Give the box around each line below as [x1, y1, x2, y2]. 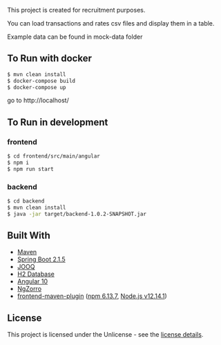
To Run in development [7, 116, 108, 128]
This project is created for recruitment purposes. [7, 6, 146, 14]
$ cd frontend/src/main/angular [7, 153, 100, 160]
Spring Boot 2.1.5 [17, 255, 66, 263]
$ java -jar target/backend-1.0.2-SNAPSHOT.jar [7, 210, 147, 217]
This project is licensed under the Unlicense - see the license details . [7, 330, 204, 339]
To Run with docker [7, 53, 92, 64]
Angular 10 [17, 277, 48, 286]
